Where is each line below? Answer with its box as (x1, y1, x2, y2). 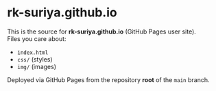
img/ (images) (16, 62, 57, 70)
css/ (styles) (16, 55, 53, 63)
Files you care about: (7, 34, 67, 42)
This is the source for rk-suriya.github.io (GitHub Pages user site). (7, 27, 197, 36)
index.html (16, 49, 49, 56)
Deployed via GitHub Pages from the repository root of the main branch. (7, 75, 210, 83)
